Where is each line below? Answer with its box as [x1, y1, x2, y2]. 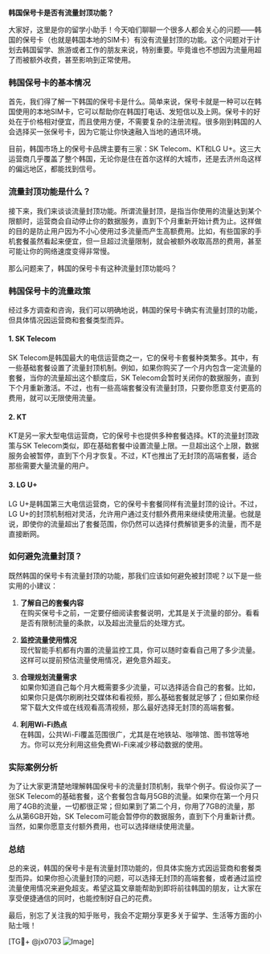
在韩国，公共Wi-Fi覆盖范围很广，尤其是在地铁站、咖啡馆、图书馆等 [19, 729, 243, 739]
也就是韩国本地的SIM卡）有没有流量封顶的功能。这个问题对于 [50, 35, 254, 44]
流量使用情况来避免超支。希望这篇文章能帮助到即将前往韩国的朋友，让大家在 [8, 883, 262, 893]
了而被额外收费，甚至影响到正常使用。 [8, 55, 135, 64]
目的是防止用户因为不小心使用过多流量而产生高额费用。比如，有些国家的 [14, 226, 255, 235]
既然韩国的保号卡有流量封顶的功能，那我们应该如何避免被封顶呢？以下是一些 [8, 571, 262, 580]
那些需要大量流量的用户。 [8, 461, 93, 471]
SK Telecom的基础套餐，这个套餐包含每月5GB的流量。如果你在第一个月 [14, 792, 252, 801]
